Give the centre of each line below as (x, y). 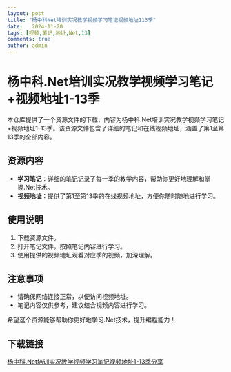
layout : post (26, 13)
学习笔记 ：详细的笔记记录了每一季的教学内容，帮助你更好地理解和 (111, 178)
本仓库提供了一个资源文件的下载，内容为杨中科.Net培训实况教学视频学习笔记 (116, 119)
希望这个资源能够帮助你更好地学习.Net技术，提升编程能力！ (92, 320)
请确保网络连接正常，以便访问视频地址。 (74, 297)
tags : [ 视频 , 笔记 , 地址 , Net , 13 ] (49, 33)
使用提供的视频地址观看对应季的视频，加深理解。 (87, 255)
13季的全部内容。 (32, 137)
